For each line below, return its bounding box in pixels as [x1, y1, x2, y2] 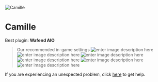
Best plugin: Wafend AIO [5, 37, 55, 43]
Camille [5, 22, 36, 32]
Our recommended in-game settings [16, 46, 90, 53]
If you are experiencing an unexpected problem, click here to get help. [5, 71, 145, 77]
